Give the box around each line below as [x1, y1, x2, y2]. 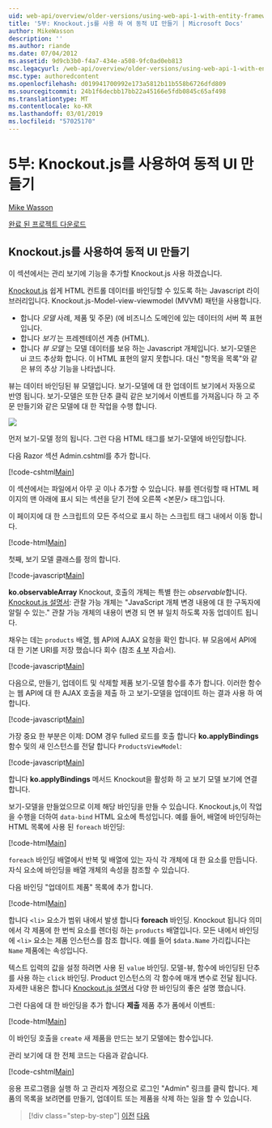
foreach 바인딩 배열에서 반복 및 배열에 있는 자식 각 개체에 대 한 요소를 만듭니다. [8, 855, 257, 864]
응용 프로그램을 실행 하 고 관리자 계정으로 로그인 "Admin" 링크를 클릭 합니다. [8, 1083, 250, 1093]
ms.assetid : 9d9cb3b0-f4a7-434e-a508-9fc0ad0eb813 [8, 58, 183, 66]
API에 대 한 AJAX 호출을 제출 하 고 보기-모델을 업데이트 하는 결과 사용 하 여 [25, 688, 263, 697]
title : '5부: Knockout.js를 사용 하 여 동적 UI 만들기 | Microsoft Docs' [8, 19, 244, 28]
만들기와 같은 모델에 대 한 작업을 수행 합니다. [16, 401, 158, 410]
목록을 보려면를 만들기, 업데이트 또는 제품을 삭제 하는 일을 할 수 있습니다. [23, 1093, 253, 1103]
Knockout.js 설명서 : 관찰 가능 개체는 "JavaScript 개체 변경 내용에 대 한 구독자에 [8, 597, 261, 607]
